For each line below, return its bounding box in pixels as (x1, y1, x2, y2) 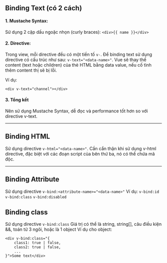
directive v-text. (5, 113, 38, 119)
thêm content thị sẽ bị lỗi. (5, 67, 57, 73)
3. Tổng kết (5, 97, 29, 103)
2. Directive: (5, 40, 31, 46)
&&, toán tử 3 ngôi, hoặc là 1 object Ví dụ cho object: (5, 226, 112, 233)
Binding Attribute (5, 175, 60, 183)
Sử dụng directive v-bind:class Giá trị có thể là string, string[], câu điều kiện (5, 221, 162, 227)
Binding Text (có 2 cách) (5, 4, 82, 12)
